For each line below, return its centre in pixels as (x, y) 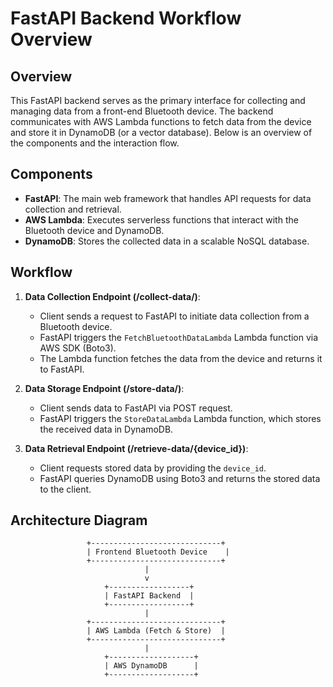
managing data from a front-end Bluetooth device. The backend (142, 111)
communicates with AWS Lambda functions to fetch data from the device (161, 121)
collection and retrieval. (73, 209)
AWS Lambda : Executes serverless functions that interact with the (161, 219)
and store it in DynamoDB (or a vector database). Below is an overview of (161, 132)
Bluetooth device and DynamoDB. (94, 230)
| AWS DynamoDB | (151, 666)
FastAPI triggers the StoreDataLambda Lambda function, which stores (180, 418)
